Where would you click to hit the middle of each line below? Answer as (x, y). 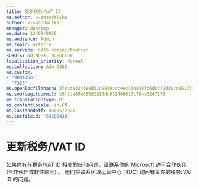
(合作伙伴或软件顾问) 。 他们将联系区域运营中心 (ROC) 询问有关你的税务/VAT (99, 172)
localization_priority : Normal (45, 61)
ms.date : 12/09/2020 (32, 34)
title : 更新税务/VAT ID (33, 12)
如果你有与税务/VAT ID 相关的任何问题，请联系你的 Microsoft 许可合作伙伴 (97, 165)
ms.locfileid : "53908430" (38, 116)
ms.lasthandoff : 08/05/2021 (41, 111)
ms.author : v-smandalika (37, 17)
